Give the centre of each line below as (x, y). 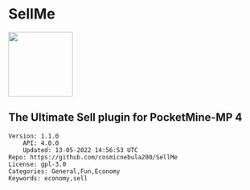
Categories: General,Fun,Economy (64, 171)
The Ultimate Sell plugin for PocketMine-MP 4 (125, 118)
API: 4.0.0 (41, 143)
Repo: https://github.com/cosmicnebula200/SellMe (93, 157)
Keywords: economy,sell (48, 178)
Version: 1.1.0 (34, 136)
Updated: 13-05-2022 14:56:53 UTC (80, 150)
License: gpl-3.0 (37, 164)
